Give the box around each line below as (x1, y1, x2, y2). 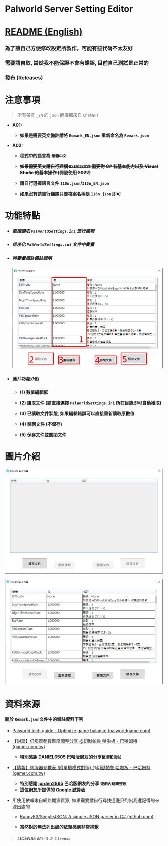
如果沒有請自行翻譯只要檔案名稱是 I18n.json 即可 (19, 191, 121, 197)
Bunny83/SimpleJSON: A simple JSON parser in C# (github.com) (19, 813, 154, 819)
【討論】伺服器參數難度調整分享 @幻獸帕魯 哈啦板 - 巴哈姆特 (12, 738, 138, 744)
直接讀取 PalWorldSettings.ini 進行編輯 (12, 228, 95, 234)
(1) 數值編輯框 (19, 389, 48, 395)
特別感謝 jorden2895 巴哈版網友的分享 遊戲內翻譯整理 (19, 780, 127, 786)
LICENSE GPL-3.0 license (17, 836, 71, 842)
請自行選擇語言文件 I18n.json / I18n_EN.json (19, 180, 109, 186)
